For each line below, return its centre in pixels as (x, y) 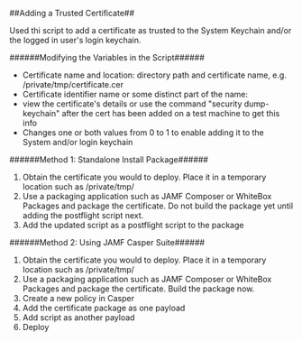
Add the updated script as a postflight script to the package (133, 225)
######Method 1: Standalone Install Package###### (109, 160)
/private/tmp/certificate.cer (73, 84)
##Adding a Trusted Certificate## (72, 13)
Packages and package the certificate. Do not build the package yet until (158, 206)
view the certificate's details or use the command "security (132, 104)
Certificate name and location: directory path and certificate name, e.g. (154, 75)
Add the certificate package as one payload (104, 308)
